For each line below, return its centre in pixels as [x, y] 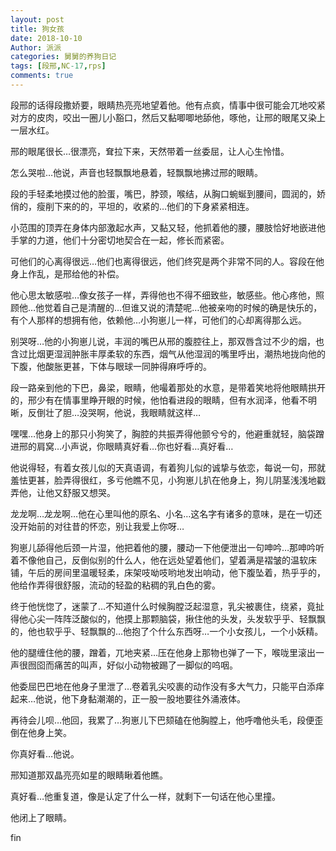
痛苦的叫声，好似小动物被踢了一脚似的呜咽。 [145, 665]
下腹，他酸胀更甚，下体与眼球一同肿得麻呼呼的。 [111, 366]
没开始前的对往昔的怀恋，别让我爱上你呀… [97, 526]
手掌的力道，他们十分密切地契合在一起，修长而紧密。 [120, 240]
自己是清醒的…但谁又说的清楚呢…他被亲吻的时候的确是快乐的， [192, 307]
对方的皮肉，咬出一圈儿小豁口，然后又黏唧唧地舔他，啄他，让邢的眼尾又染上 [168, 117]
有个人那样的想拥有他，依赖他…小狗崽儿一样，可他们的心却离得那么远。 [159, 320]
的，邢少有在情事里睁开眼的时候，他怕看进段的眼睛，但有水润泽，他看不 [159, 400]
